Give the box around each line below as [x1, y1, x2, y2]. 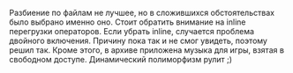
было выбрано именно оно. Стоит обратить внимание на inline [9, 17, 246, 27]
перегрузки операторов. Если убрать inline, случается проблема [9, 26, 254, 36]
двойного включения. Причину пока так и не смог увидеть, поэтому [9, 35, 267, 46]
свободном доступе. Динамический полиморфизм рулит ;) [9, 55, 232, 64]
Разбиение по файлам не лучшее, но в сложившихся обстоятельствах [9, 8, 275, 18]
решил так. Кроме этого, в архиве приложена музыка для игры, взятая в [9, 45, 285, 55]
